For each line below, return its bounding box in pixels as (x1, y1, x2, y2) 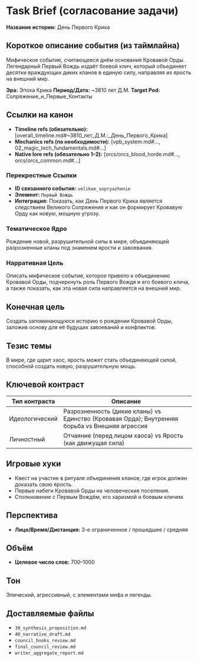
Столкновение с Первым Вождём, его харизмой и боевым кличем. (14, 493, 184, 500)
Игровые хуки (6, 459, 61, 469)
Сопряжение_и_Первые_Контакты (6, 92, 93, 100)
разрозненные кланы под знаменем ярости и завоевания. (6, 244, 153, 251)
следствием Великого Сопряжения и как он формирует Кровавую (14, 203, 183, 210)
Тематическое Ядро (6, 224, 67, 233)
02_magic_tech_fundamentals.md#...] (14, 144, 106, 151)
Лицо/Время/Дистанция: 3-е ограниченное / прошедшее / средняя (14, 526, 189, 533)
